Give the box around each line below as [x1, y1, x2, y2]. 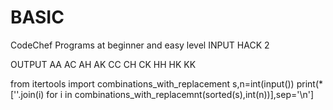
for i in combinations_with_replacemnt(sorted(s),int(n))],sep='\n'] [46, 88, 315, 100]
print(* [296, 77, 324, 90]
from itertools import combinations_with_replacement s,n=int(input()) [10, 77, 295, 90]
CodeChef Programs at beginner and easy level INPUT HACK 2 [10, 39, 270, 51]
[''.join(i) [10, 88, 45, 100]
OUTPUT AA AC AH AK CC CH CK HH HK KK [10, 58, 197, 70]
